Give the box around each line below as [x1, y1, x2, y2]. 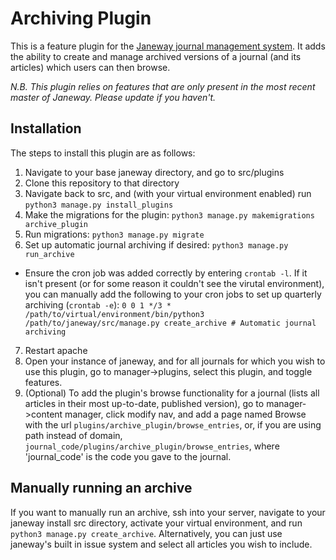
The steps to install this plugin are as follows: [10, 147, 196, 159]
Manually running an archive [10, 480, 193, 497]
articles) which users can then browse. [10, 61, 171, 73]
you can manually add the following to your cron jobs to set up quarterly [24, 288, 322, 300]
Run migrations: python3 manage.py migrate [24, 228, 205, 240]
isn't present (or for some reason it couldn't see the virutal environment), [24, 277, 325, 289]
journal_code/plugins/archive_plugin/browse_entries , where [24, 440, 280, 452]
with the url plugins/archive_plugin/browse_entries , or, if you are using [24, 418, 322, 431]
